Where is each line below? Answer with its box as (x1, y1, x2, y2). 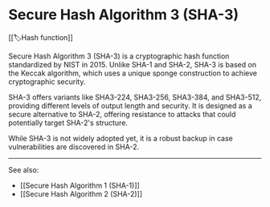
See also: (8, 164, 39, 174)
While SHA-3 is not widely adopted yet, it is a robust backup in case (8, 133, 233, 143)
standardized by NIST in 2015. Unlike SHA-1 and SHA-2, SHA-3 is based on (8, 59, 257, 69)
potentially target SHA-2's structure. (8, 118, 129, 128)
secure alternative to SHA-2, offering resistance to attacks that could (8, 109, 236, 119)
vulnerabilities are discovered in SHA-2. (8, 142, 139, 152)
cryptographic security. (8, 76, 86, 86)
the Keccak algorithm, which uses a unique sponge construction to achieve (8, 68, 257, 78)
